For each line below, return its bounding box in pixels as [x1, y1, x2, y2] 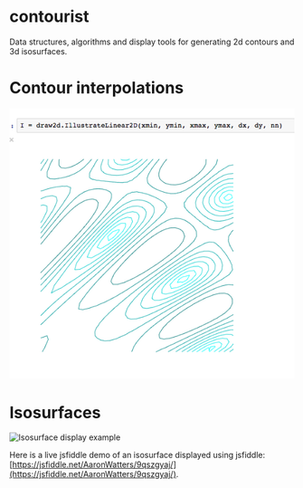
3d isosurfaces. [9, 45, 68, 56]
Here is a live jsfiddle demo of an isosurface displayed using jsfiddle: [9, 450, 266, 461]
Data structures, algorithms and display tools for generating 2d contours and [9, 36, 295, 47]
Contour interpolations [9, 78, 185, 99]
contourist [9, 6, 90, 27]
